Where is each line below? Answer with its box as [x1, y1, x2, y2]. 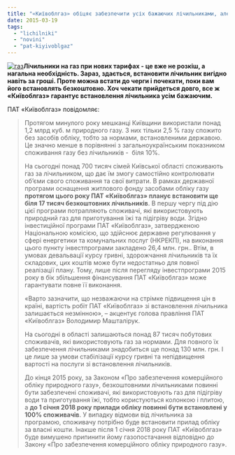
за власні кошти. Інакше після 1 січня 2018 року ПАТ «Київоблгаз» [24, 426, 222, 433]
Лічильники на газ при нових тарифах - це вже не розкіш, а [23, 62, 206, 70]
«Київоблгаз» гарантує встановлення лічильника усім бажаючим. [7, 92, 213, 100]
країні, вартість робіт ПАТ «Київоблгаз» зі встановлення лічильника [24, 302, 228, 310]
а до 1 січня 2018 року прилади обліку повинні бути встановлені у [24, 403, 227, 411]
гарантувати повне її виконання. [24, 281, 122, 289]
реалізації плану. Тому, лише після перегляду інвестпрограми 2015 [24, 266, 226, 274]
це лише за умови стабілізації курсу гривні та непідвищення [24, 352, 205, 361]
